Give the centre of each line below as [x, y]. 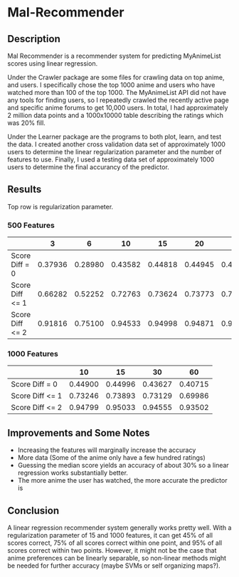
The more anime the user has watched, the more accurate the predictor [122, 481]
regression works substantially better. [73, 473]
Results [25, 190]
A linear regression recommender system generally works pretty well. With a [119, 528]
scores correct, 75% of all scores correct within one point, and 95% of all [115, 543]
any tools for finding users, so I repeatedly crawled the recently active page [118, 100]
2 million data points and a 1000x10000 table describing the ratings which [116, 115]
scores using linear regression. [53, 64]
